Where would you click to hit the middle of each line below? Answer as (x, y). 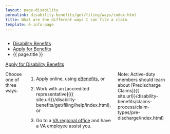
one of (12, 80)
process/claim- (134, 107)
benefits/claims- (135, 102)
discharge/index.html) (141, 118)
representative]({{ (55, 94)
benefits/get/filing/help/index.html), (73, 105)
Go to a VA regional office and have (73, 121)
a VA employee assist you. (64, 126)
